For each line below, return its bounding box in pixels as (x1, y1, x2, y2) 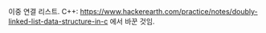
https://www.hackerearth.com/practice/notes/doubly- (80, 7, 259, 16)
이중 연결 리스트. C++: (8, 7, 79, 16)
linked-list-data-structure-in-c (8, 16, 108, 26)
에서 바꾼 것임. (109, 16, 155, 26)
